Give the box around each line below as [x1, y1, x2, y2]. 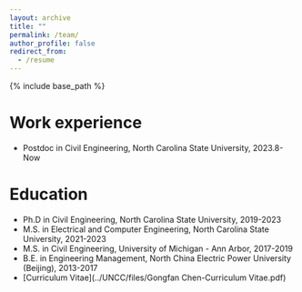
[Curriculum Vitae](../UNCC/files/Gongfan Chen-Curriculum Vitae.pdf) [22, 272, 287, 283]
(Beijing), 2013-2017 [22, 262, 98, 273]
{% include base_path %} [9, 81, 106, 91]
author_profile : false [9, 38, 96, 48]
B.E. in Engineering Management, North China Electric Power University [22, 252, 292, 264]
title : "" [9, 22, 47, 31]
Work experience [9, 113, 143, 133]
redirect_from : [9, 47, 67, 56]
